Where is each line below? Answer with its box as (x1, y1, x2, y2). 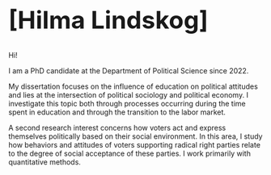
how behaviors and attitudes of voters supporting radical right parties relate (8, 140, 261, 150)
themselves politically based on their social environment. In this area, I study (8, 131, 263, 141)
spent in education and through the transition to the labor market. (8, 107, 227, 117)
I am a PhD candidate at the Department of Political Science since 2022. (8, 66, 249, 76)
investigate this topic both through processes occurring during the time (8, 99, 246, 109)
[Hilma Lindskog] (8, 5, 209, 35)
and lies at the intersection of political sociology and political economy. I (8, 90, 249, 100)
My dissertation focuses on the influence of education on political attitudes (8, 81, 259, 91)
